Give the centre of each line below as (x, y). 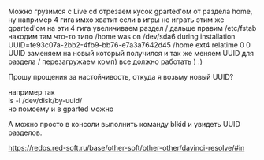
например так (32, 92)
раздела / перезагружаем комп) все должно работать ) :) (106, 61)
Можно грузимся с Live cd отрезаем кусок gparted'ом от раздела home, (130, 11)
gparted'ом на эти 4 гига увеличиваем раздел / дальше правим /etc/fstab (132, 28)
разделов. (25, 132)
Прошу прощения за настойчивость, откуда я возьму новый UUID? (121, 77)
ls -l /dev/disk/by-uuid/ (45, 100)
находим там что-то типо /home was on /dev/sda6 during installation (122, 36)
